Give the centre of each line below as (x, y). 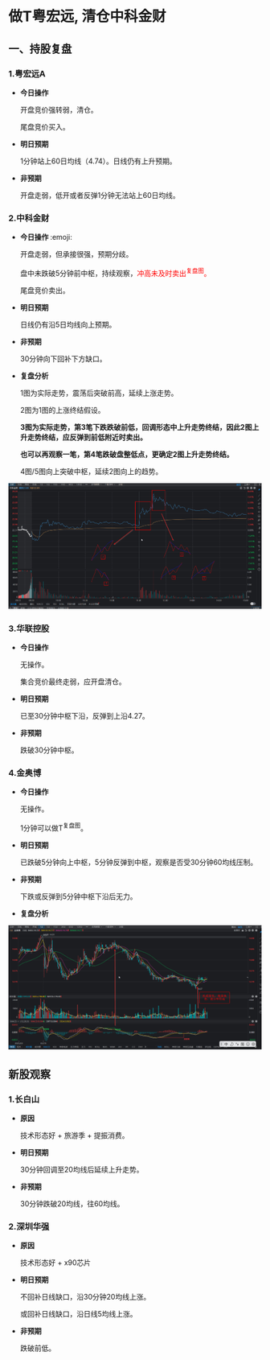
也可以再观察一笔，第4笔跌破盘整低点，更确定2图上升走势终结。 (127, 454)
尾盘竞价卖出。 (45, 290)
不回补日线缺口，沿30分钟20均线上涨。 (85, 1297)
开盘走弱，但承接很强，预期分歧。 (76, 254)
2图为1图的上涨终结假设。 (63, 410)
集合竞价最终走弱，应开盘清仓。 (73, 682)
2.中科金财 (29, 218)
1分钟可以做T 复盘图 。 (54, 827)
